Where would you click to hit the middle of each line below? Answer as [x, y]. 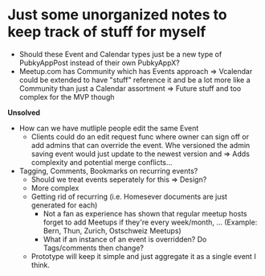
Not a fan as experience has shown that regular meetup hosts [145, 213]
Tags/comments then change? [93, 248]
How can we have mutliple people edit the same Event [109, 128]
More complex [55, 187]
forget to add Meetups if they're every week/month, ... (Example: [150, 222]
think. [40, 265]
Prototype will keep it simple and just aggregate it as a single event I [143, 256]
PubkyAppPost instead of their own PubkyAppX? [99, 63]
